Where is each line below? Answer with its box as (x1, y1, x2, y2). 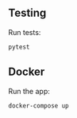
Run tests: (8, 27, 41, 37)
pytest (8, 43, 30, 51)
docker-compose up (8, 101, 69, 110)
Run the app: (8, 86, 50, 96)
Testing (8, 6, 47, 20)
